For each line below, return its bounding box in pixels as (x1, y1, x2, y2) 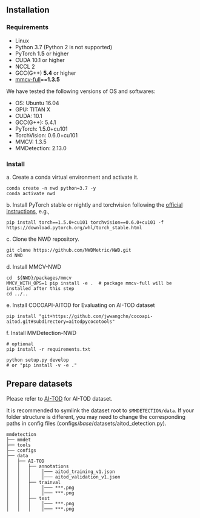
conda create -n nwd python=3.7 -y (6, 185, 96, 191)
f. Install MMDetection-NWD (6, 329, 77, 336)
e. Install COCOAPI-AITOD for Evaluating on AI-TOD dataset (6, 301, 155, 309)
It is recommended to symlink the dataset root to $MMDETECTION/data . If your (6, 407, 195, 414)
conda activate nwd (6, 190, 56, 196)
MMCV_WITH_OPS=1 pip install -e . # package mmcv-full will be (6, 280, 172, 286)
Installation (6, 5, 50, 15)
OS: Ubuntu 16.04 (15, 99, 59, 106)
